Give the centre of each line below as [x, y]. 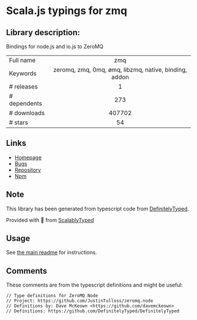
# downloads [27, 113]
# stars [18, 122]
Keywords [23, 73]
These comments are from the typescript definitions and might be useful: [94, 285]
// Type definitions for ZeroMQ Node [52, 296]
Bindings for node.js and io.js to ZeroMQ [55, 46]
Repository [28, 170]
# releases [23, 86]
